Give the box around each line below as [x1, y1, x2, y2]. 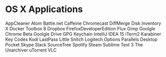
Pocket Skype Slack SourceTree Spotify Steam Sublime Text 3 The [5, 41, 143, 47]
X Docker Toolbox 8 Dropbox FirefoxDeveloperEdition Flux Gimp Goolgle [5, 25, 155, 31]
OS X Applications [5, 4, 83, 15]
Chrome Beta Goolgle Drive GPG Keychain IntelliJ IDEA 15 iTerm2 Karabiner [5, 31, 161, 37]
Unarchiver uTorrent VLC [5, 47, 57, 53]
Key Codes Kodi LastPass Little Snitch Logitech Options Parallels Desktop [5, 36, 157, 42]
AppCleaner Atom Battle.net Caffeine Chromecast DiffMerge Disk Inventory [5, 20, 161, 26]
